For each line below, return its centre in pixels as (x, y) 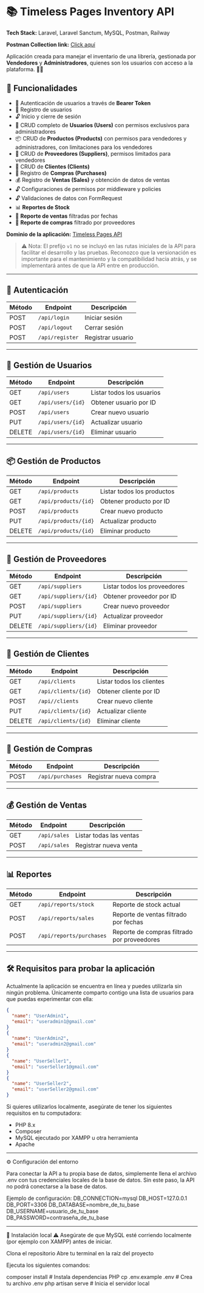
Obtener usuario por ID (124, 403)
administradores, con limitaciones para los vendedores (84, 147)
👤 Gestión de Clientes (48, 654)
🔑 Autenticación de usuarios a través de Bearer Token (83, 103)
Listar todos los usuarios (126, 393)
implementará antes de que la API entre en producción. (90, 265)
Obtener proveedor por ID (140, 596)
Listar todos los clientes (131, 681)
